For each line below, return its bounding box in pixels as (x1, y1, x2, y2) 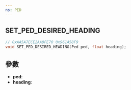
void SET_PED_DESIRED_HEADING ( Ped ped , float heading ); (5, 44, 126, 50)
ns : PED (5, 7, 22, 13)
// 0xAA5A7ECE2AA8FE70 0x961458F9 (5, 40, 79, 45)
